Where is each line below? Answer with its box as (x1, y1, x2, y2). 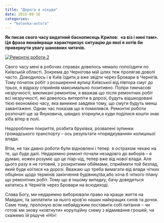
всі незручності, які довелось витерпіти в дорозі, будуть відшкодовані (5, 95, 153, 101)
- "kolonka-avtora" (9, 21, 49, 26)
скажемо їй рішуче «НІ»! (5, 212, 57, 219)
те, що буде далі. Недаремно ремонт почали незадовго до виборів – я (5, 151, 152, 157)
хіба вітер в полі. (5, 116, 40, 122)
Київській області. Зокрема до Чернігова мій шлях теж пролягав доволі (5, 69, 155, 75)
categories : (5, 16, 29, 21)
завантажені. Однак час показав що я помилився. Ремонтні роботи (5, 106, 146, 111)
